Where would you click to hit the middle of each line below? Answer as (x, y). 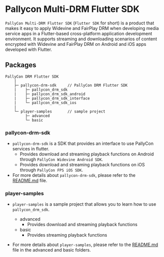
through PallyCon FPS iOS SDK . (51, 170)
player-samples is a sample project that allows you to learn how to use (84, 204)
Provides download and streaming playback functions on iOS (82, 165)
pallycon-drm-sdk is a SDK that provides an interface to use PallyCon (83, 143)
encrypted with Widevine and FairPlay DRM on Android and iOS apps (76, 44)
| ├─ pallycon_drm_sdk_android (50, 94)
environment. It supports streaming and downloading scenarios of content (81, 39)
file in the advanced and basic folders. (51, 250)
